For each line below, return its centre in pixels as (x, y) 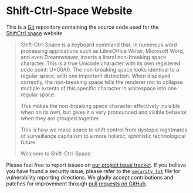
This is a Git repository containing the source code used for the (82, 27)
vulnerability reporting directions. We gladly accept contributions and (90, 177)
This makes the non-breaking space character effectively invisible (100, 106)
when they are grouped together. (60, 118)
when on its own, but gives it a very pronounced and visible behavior (104, 112)
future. (28, 142)
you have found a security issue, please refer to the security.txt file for (93, 171)
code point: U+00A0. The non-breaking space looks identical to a (100, 69)
